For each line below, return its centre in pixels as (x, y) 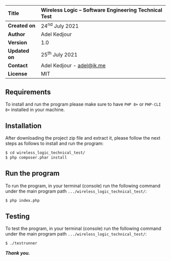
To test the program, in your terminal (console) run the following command (83, 228)
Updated (19, 51)
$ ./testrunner (21, 243)
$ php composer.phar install (36, 158)
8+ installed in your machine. (35, 110)
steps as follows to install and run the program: (54, 143)
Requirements (28, 92)
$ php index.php (22, 200)
